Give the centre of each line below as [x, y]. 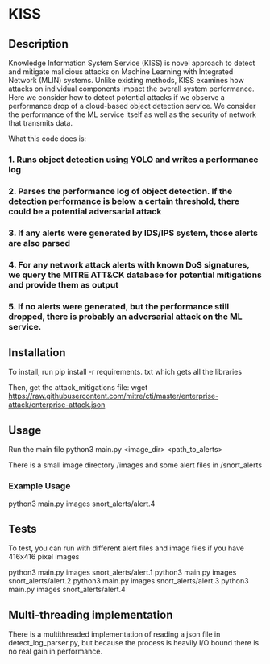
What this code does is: [48, 139]
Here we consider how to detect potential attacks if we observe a [117, 97]
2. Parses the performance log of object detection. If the [120, 191]
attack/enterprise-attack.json [57, 405]
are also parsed [39, 243]
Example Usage [39, 486]
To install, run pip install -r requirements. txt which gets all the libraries [125, 372]
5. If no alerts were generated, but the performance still [119, 306]
